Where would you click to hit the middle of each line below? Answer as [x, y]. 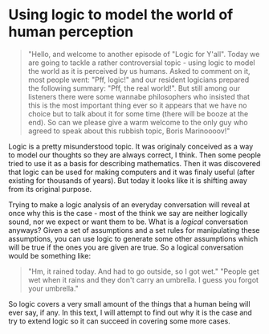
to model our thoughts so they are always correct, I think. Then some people [134, 155]
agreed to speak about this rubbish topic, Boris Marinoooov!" [129, 131]
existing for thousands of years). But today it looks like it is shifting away [128, 180]
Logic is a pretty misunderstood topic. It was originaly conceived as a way [131, 146]
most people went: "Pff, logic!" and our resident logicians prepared [139, 79]
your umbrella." [53, 288]
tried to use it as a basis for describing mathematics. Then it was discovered [134, 163]
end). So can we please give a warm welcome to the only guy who [138, 122]
